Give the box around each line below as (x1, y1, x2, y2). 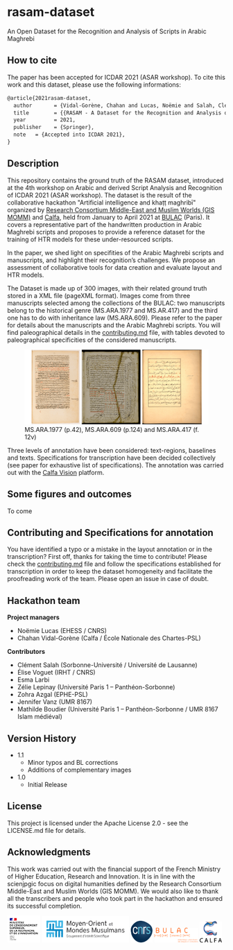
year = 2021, (13, 116, 76, 123)
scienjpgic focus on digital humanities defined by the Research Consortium (7, 879, 222, 888)
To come (7, 507, 33, 515)
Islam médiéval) (17, 712, 62, 721)
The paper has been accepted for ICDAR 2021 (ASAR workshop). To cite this (7, 73, 225, 81)
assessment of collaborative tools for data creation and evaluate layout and (7, 263, 222, 271)
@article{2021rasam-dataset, (7, 94, 92, 101)
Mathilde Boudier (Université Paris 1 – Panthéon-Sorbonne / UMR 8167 (17, 705, 218, 714)
